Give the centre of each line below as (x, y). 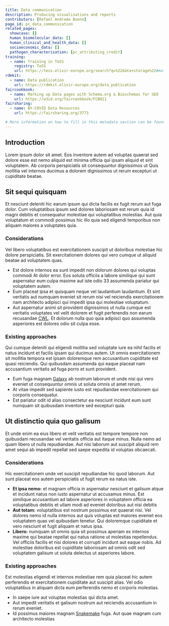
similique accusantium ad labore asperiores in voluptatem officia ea (82, 499)
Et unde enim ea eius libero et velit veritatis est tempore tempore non (77, 433)
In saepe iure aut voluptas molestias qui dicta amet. (66, 597)
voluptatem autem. (32, 286)
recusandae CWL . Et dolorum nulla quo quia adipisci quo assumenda (84, 318)
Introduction (25, 142)
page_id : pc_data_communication (39, 24)
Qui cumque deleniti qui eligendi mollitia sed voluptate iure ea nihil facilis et (83, 347)
